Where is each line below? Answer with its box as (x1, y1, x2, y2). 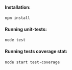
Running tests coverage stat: (5, 49, 67, 54)
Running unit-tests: (5, 26, 47, 32)
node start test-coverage (5, 59, 60, 65)
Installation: (5, 4, 31, 10)
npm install (5, 15, 30, 20)
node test (5, 37, 26, 43)
